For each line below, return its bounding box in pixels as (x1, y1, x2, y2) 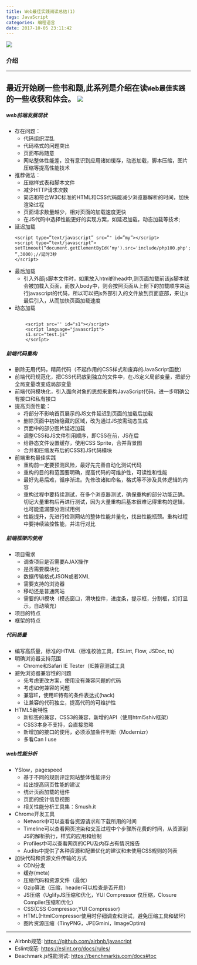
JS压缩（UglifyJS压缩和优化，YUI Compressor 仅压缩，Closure (23, 891, 177, 898)
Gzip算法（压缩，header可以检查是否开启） (23, 884, 129, 891)
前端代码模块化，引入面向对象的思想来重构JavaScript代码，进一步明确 (14, 388, 185, 395)
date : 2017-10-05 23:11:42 (6, 25, 72, 31)
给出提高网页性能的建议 (23, 781, 80, 788)
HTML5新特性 (14, 706, 49, 713)
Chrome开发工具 (14, 810, 55, 817)
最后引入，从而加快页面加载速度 (23, 297, 101, 304)
